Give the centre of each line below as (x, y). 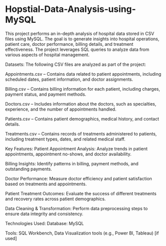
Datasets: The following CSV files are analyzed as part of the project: (76, 64)
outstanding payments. (28, 169)
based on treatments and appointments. (46, 184)
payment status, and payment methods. (46, 94)
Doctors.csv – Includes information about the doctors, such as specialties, (81, 104)
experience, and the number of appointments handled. (61, 109)
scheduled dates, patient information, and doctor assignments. (69, 79)
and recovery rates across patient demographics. (55, 199)
